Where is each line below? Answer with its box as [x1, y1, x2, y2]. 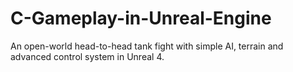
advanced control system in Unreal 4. [10, 50, 165, 62]
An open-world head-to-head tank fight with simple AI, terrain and [10, 40, 284, 52]
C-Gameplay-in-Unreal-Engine [10, 7, 272, 30]
